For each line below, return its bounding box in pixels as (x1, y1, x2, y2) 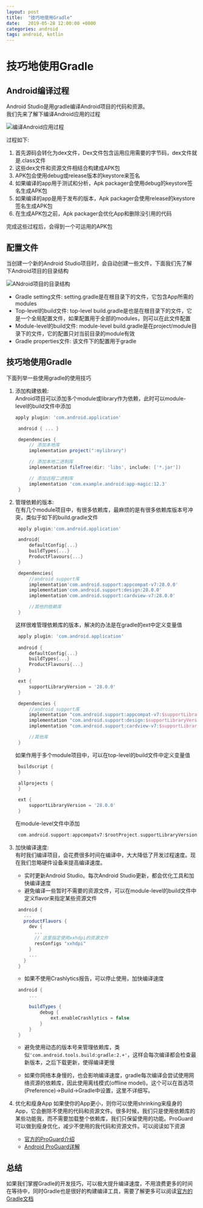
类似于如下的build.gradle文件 (25, 513, 98, 521)
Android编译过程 (6, 86, 70, 96)
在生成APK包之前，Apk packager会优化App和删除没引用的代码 (15, 210, 172, 218)
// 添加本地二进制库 (28, 459, 74, 465)
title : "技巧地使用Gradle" (6, 15, 73, 21)
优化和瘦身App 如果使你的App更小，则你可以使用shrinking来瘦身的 (15, 1100, 183, 1107)
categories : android (6, 26, 59, 32)
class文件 (22, 157, 46, 164)
